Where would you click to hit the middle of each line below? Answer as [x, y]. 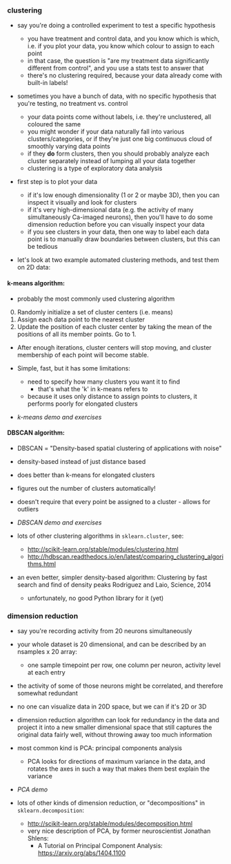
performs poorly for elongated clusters [82, 404]
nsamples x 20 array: [47, 651]
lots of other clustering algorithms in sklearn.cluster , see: [100, 536]
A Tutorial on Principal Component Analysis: [100, 846]
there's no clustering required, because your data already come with [125, 75]
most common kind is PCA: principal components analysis [100, 748]
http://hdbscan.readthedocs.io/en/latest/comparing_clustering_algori [125, 556]
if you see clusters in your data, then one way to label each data [118, 232]
